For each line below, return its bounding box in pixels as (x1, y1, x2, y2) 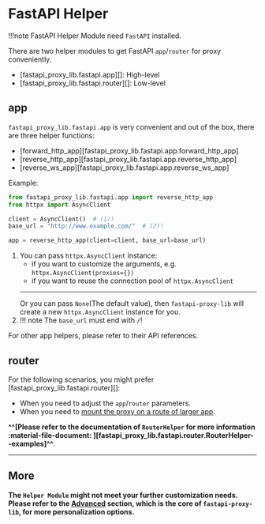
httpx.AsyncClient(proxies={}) (31, 270, 135, 277)
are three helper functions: (8, 130, 95, 140)
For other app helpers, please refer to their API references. (8, 331, 199, 341)
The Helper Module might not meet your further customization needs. (8, 490, 238, 499)
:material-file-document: (8, 430, 92, 439)
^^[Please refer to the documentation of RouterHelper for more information (8, 422, 256, 432)
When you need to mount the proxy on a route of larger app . (19, 406, 215, 416)
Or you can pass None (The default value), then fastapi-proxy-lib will (19, 299, 244, 308)
